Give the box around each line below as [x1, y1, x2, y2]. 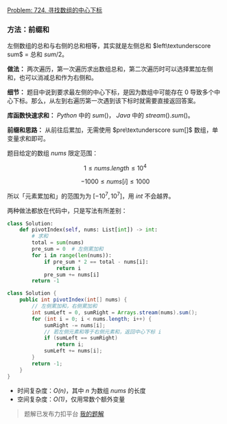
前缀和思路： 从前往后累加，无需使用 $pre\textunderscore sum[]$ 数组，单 [7, 126, 219, 134]
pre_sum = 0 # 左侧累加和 [32, 246, 104, 253]
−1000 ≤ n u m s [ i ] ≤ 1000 [80, 177, 150, 186]
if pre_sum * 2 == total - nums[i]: [43, 258, 149, 265]
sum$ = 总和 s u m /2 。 [7, 50, 69, 58]
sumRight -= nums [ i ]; [43, 322, 106, 328]
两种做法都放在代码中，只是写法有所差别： [7, 206, 128, 214]
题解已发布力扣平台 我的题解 [23, 410, 104, 418]
